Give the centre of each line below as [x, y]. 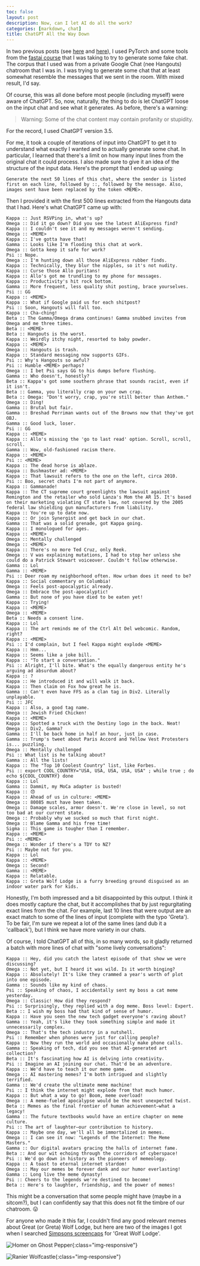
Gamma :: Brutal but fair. [40, 408]
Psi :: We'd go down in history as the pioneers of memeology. [87, 1159]
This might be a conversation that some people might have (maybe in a [94, 1196]
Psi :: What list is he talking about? [56, 755]
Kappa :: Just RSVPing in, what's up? [54, 218]
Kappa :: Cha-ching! [32, 313]
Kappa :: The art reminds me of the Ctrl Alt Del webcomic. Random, [93, 629]
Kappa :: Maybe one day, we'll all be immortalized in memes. [85, 1132]
